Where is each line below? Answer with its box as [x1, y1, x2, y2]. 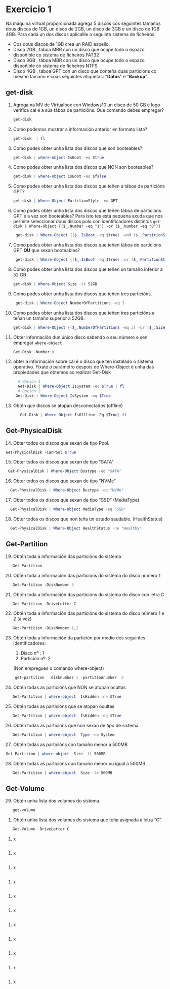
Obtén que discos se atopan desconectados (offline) [13, 403, 123, 409]
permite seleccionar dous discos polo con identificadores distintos [13, 219, 152, 225]
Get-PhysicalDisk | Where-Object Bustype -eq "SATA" [8, 469, 122, 474]
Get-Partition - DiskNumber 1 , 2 [12, 626, 79, 631]
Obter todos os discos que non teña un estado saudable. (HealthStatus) [13, 516, 163, 522]
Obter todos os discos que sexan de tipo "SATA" [13, 459, 114, 465]
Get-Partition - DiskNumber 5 [12, 582, 74, 588]
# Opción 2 [18, 389, 41, 394]
